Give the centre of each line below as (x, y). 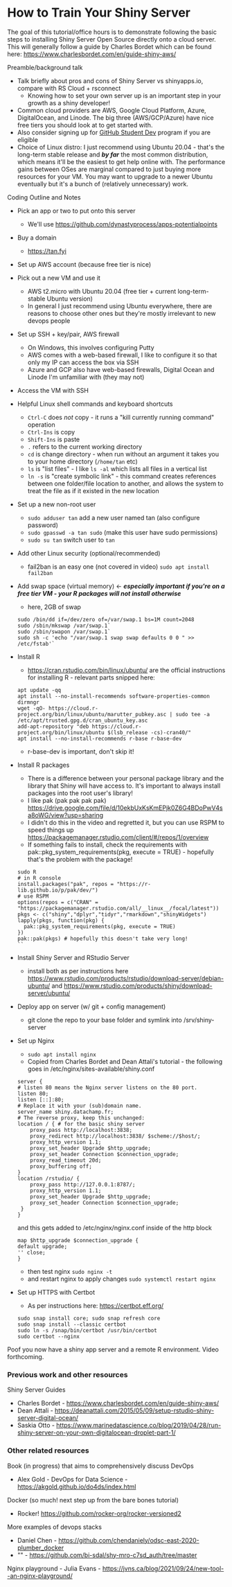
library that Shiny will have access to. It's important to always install (124, 786)
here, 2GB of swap (54, 607)
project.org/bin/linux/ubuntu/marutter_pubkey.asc (92, 714)
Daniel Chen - (37, 1540)
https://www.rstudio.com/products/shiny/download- (138, 986)
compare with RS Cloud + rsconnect (69, 88)
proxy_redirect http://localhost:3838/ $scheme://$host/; (115, 1136)
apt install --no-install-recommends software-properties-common (113, 696)
